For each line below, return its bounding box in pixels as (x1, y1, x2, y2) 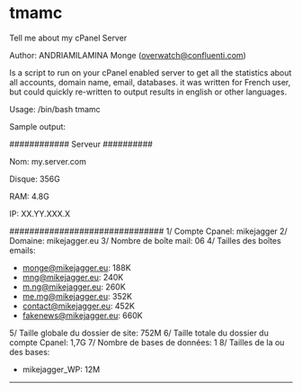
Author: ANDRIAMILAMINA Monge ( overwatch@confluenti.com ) (9, 49, 247, 60)
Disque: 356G (9, 174, 60, 184)
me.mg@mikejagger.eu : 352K (22, 290, 133, 301)
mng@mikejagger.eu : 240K (22, 272, 124, 282)
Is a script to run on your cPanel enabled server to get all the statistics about (9, 67, 292, 78)
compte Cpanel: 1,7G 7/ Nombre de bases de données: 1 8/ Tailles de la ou (9, 336, 285, 348)
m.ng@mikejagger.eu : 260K (22, 281, 126, 292)
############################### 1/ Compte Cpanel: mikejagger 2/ (9, 226, 288, 236)
